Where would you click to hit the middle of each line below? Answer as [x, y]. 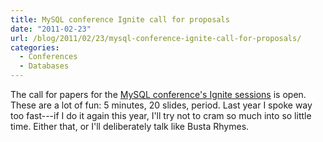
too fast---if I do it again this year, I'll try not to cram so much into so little [161, 115]
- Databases [44, 66]
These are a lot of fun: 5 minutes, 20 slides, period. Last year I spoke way [161, 105]
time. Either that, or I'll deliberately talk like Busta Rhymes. [130, 126]
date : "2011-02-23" [51, 29]
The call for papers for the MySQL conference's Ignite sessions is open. [158, 94]
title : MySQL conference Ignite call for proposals [120, 19]
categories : [35, 47]
